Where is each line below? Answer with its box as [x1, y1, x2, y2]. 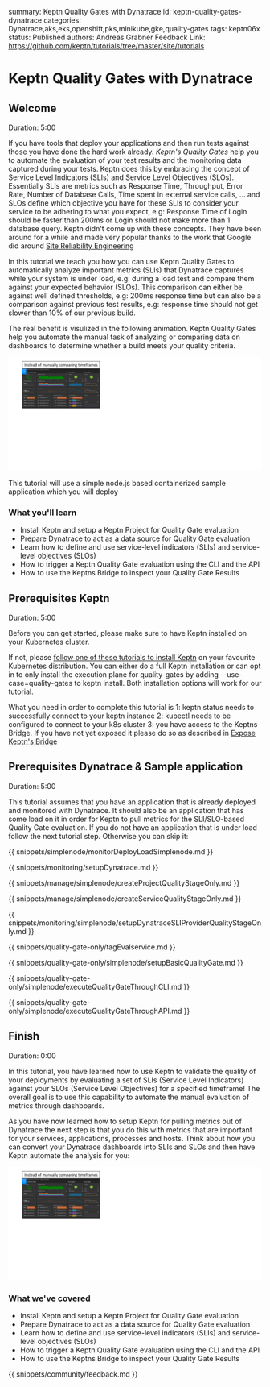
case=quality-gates [8, 679, 73, 688]
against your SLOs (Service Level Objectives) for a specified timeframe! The [8, 1083, 260, 1093]
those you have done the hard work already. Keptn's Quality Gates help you [8, 147, 259, 156]
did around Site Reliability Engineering [8, 241, 134, 251]
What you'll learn [8, 507, 77, 518]
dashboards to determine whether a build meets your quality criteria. [8, 341, 235, 350]
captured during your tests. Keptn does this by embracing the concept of [8, 164, 251, 173]
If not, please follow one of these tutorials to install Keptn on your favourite [8, 653, 256, 662]
